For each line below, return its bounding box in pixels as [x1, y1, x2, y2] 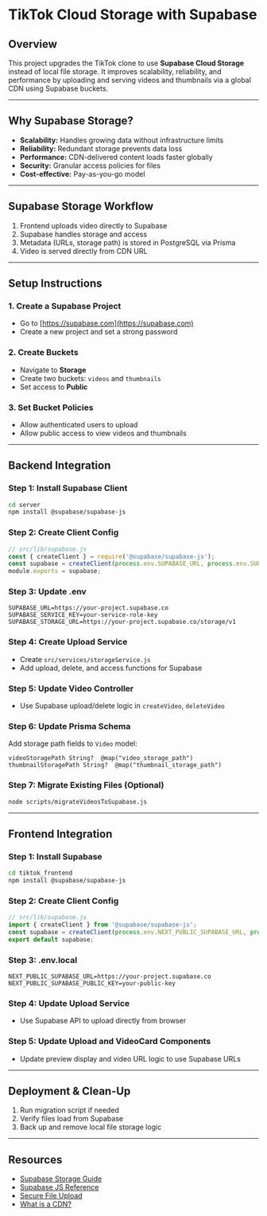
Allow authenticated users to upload [19, 419, 138, 429]
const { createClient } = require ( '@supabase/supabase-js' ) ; [8, 552, 215, 560]
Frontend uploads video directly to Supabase [19, 220, 168, 230]
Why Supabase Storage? [8, 114, 133, 128]
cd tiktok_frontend [8, 869, 73, 877]
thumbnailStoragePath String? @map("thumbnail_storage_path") [8, 762, 222, 770]
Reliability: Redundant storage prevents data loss [19, 143, 183, 153]
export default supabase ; [8, 935, 94, 944]
